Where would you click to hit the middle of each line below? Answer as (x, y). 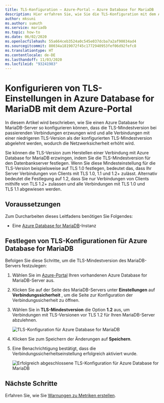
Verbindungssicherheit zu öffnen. (46, 300)
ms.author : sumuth (24, 23)
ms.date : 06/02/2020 (26, 37)
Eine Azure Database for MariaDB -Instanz (54, 226)
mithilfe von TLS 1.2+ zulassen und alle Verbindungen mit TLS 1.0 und (75, 184)
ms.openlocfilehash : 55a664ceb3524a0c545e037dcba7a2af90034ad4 (71, 42)
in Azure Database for (109, 99)
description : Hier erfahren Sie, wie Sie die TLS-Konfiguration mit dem (81, 14)
